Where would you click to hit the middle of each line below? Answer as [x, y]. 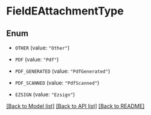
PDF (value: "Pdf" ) [37, 59]
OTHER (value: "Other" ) [42, 48]
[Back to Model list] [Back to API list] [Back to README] [75, 106]
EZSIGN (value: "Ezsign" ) [45, 94]
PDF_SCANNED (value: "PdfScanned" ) [57, 83]
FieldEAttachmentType [65, 11]
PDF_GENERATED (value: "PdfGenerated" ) [63, 71]
